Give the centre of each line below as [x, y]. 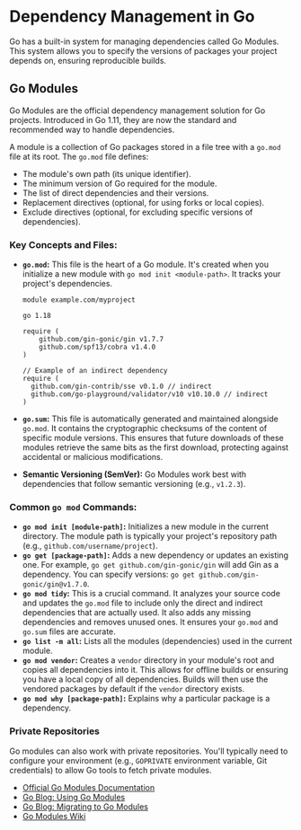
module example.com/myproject [79, 300]
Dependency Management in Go [132, 17]
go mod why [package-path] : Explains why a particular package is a [146, 699]
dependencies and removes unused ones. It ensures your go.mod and [150, 622]
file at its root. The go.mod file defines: [79, 156]
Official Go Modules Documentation [89, 787]
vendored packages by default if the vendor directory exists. [133, 689]
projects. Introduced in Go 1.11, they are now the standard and [123, 119]
